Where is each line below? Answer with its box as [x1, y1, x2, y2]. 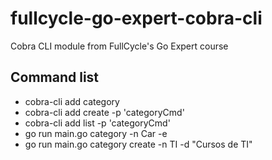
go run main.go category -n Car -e [24, 127, 168, 139]
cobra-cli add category [24, 95, 120, 107]
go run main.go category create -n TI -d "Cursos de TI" [24, 138, 253, 150]
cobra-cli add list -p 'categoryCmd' [24, 117, 171, 129]
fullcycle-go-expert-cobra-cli [10, 7, 263, 30]
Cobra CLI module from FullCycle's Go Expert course [10, 40, 229, 52]
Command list [10, 69, 100, 86]
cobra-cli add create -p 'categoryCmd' [24, 106, 185, 118]
